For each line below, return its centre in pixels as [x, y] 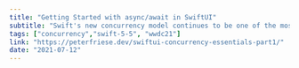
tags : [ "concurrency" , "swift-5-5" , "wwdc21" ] [95, 34]
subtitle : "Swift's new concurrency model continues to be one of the [143, 26]
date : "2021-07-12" [45, 50]
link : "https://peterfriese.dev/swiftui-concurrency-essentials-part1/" [147, 42]
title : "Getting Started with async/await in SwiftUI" [113, 17]
